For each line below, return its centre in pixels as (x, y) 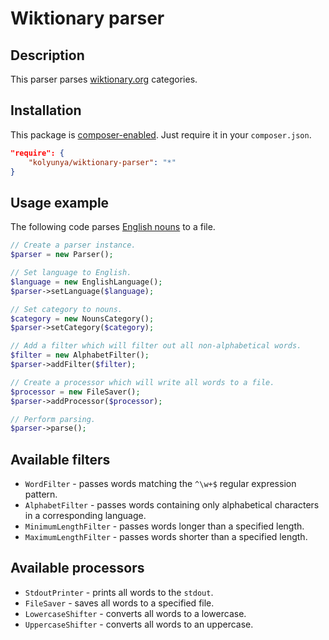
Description (47, 55)
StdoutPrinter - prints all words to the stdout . (119, 592)
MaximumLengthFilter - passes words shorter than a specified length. (166, 537)
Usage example (60, 202)
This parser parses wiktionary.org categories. (104, 79)
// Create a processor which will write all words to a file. (142, 382)
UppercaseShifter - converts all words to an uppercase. (139, 624)
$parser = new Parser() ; (62, 255)
